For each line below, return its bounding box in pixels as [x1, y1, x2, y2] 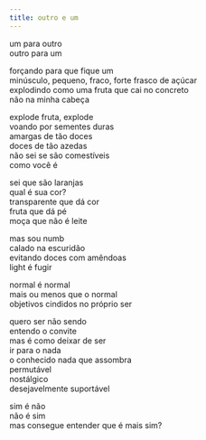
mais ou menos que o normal [9, 288, 117, 299]
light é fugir [9, 261, 52, 272]
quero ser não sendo [9, 315, 88, 326]
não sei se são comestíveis [9, 150, 110, 161]
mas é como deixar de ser [9, 335, 107, 346]
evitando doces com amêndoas [9, 252, 126, 263]
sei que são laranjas [9, 177, 84, 188]
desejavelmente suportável [9, 383, 110, 394]
